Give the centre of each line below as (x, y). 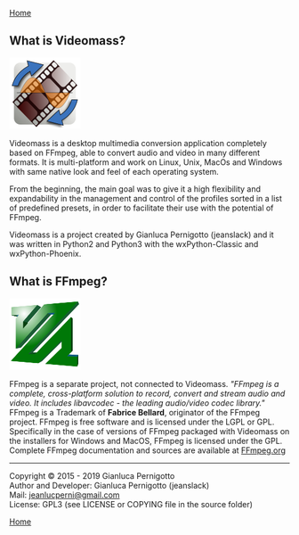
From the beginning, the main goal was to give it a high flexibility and (135, 189)
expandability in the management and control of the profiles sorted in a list (146, 198)
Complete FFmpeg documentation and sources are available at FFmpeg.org (148, 450)
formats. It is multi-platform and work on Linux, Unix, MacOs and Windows (146, 162)
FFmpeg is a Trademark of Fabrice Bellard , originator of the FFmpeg (135, 412)
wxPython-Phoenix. (45, 253)
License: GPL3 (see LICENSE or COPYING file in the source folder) (131, 504)
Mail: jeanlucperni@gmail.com (65, 495)
